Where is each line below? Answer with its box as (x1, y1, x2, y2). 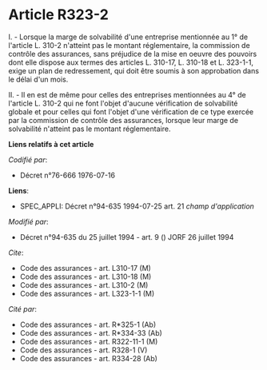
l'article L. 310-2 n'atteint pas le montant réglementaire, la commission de (8, 40, 250, 50)
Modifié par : (8, 217, 50, 226)
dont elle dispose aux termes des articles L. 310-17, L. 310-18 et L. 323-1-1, (8, 58, 254, 67)
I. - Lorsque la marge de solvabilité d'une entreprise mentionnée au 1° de (8, 32, 249, 42)
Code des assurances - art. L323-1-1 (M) (19, 288, 155, 298)
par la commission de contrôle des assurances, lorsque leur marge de (8, 115, 238, 125)
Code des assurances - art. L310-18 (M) (19, 272, 152, 281)
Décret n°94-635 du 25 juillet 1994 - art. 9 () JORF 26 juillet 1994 (19, 232, 234, 241)
